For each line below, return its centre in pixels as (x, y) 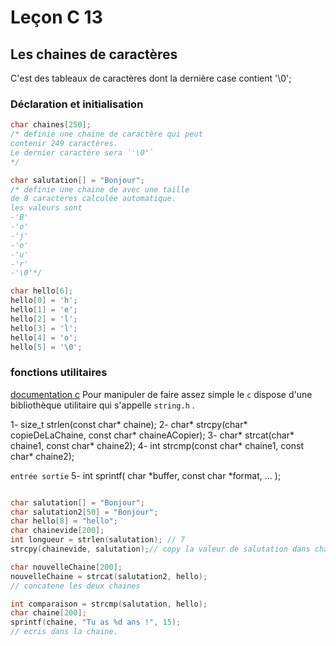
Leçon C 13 (56, 17)
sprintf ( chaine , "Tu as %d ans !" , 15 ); (96, 622)
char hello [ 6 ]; (42, 291)
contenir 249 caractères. (64, 144)
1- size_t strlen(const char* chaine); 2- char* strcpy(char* (129, 424)
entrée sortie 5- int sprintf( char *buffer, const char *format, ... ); (146, 475)
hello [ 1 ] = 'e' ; (44, 310)
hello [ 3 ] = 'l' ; (44, 328)
